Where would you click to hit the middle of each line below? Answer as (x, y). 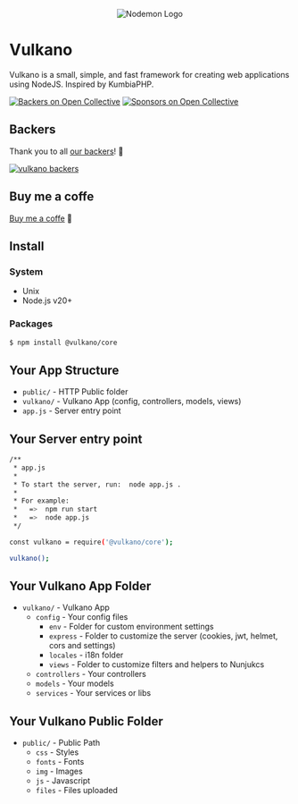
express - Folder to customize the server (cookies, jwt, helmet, (163, 636)
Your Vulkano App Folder (80, 586)
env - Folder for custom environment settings (131, 627)
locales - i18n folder (86, 655)
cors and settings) (82, 646)
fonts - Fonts (60, 762)
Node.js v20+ (47, 300)
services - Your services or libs (93, 693)
